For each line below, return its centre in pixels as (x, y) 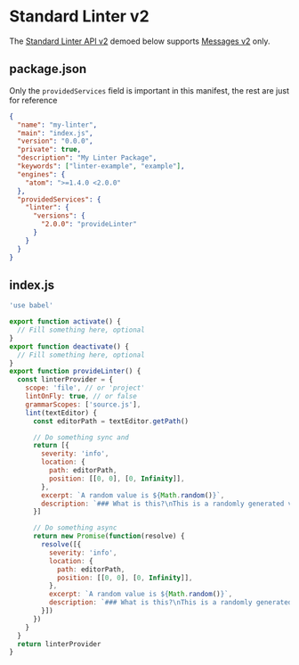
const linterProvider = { (65, 380)
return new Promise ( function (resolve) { (109, 537)
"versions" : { (59, 216)
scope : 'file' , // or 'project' (85, 388)
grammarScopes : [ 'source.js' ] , (83, 404)
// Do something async (75, 528)
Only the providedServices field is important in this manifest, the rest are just (149, 90)
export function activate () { (65, 322)
